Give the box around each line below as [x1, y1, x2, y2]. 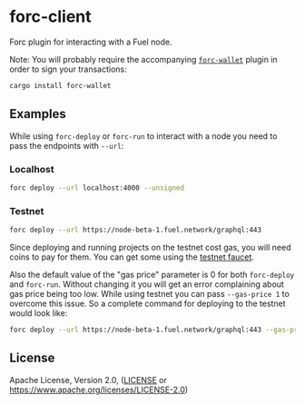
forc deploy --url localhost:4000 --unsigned [9, 183, 184, 192]
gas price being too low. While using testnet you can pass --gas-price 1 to [9, 288, 290, 299]
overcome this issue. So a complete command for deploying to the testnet [9, 298, 286, 309]
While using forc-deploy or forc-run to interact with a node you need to [9, 130, 278, 142]
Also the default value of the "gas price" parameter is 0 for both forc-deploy [9, 269, 295, 280]
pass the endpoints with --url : [9, 140, 124, 151]
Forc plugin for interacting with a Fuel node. [9, 36, 172, 47]
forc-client [9, 6, 93, 27]
